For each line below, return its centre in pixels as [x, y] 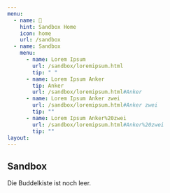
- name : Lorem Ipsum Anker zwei [73, 99]
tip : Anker [48, 86]
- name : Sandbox [37, 46]
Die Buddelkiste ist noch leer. [49, 183]
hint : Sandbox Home [48, 27]
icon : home [36, 33]
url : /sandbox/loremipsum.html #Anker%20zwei [98, 125]
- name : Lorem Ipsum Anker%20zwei [76, 118]
